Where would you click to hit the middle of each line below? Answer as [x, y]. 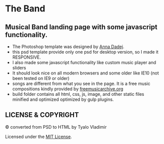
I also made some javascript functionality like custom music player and [84, 62]
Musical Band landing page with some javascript [81, 27]
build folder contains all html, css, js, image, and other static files [78, 94]
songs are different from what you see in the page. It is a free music [81, 83]
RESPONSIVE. [26, 57]
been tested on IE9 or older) [41, 78]
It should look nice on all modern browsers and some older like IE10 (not [85, 73]
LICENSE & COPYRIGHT [42, 115]
